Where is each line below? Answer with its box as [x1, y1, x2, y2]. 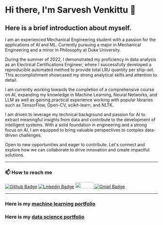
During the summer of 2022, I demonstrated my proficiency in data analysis [5, 56, 156, 62]
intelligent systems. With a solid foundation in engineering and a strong [5, 122, 147, 128]
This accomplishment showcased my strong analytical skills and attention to [5, 72, 157, 77]
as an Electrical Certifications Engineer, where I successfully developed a [5, 62, 152, 67]
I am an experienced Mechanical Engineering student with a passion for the [5, 37, 156, 42]
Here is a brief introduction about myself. [5, 24, 132, 32]
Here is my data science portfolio [5, 214, 85, 221]
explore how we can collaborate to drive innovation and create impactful [5, 147, 149, 152]
